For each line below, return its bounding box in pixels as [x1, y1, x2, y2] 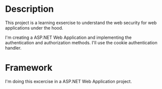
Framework [5, 62, 53, 73]
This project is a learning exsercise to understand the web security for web [5, 20, 157, 26]
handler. [5, 45, 22, 51]
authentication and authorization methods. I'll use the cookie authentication [5, 39, 158, 45]
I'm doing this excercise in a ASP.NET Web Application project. [5, 78, 132, 84]
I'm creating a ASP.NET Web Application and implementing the [5, 34, 132, 40]
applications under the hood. [5, 25, 63, 30]
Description [5, 3, 54, 15]
